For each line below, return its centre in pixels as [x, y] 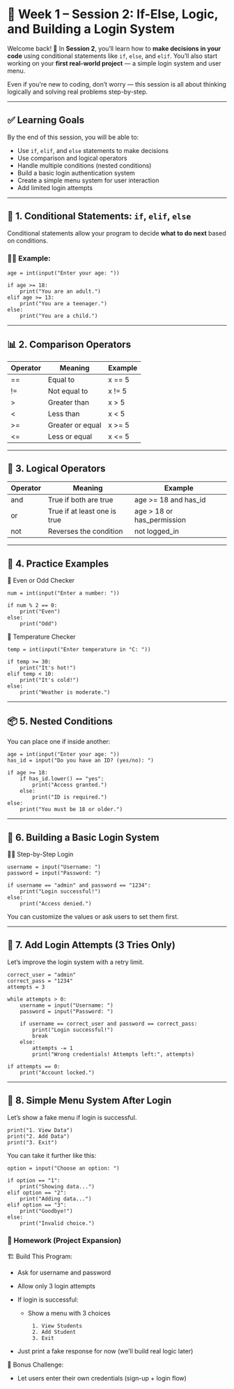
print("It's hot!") [48, 668]
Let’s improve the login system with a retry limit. [76, 962]
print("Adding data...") [56, 1199]
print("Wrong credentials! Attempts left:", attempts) [114, 1054]
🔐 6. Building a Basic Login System [83, 837]
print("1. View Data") [40, 1130]
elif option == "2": [37, 1193]
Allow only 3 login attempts [56, 1286]
